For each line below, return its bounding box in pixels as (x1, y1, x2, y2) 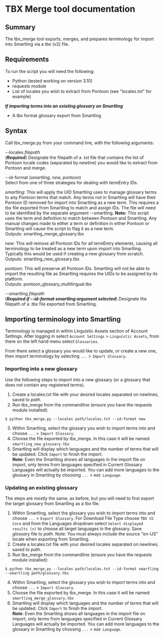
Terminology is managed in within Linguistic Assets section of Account (5, 328, 148, 334)
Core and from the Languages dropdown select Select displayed (12, 521, 143, 527)
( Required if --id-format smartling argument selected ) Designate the (5, 296, 147, 302)
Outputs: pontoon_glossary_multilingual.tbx (5, 281, 92, 287)
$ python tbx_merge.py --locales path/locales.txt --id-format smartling (5, 566, 159, 572)
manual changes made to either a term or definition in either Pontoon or (5, 220, 149, 226)
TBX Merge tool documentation (5, 3, 136, 15)
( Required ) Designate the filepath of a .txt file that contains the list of (5, 154, 144, 160)
